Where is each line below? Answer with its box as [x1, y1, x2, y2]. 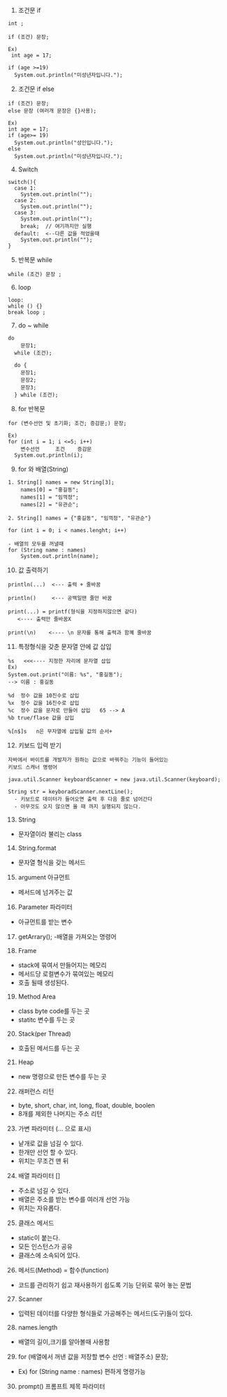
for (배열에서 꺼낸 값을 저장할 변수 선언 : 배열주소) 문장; [17, 1352, 168, 1361]
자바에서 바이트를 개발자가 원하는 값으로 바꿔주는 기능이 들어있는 [8, 757, 169, 764]
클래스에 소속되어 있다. [17, 1251, 80, 1259]
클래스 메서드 [17, 1219, 54, 1227]
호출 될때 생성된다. [17, 978, 69, 987]
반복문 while [17, 256, 53, 264]
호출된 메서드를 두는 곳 [17, 1044, 80, 1052]
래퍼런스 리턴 [17, 1087, 54, 1096]
